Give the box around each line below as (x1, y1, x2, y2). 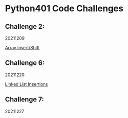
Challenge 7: (5, 96, 44, 104)
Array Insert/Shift (5, 45, 40, 50)
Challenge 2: (5, 22, 45, 31)
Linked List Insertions (5, 81, 48, 87)
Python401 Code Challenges (5, 3, 124, 14)
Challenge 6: (5, 59, 45, 67)
